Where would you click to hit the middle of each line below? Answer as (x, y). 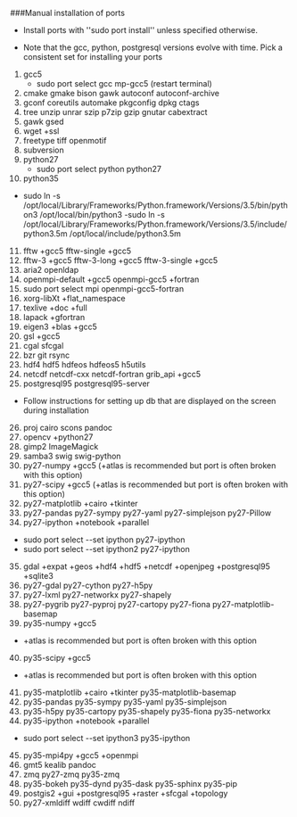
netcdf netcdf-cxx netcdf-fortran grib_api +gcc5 (112, 374)
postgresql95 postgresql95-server (87, 384)
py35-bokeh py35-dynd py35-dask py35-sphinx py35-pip (130, 784)
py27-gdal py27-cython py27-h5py (88, 585)
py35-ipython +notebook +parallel (86, 721)
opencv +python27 (58, 437)
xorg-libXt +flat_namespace (74, 298)
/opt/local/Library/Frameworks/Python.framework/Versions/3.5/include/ (155, 224)
